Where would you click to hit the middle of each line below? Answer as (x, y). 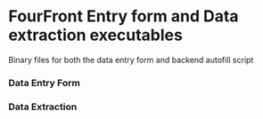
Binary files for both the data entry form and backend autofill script (131, 59)
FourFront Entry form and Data (123, 16)
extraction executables (96, 35)
